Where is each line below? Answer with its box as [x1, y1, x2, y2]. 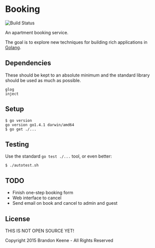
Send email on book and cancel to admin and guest [12, 200, 118, 206]
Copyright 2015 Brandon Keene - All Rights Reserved [5, 238, 113, 243]
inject [5, 91, 19, 96]
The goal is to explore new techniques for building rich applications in [5, 39, 148, 45]
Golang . [5, 44, 21, 50]
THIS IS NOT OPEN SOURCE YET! [5, 228, 75, 234]
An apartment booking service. [5, 29, 69, 35]
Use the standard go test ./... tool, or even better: [5, 153, 112, 160]
